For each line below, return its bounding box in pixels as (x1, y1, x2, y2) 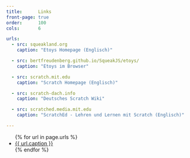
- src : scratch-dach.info (11, 90, 76, 96)
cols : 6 (6, 25, 42, 31)
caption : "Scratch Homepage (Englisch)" (17, 80, 118, 86)
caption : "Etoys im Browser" (17, 63, 89, 69)
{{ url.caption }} (14, 140, 53, 147)
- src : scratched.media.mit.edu (11, 106, 92, 113)
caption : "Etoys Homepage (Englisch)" (17, 47, 113, 53)
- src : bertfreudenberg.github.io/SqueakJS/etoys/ (11, 58, 140, 64)
